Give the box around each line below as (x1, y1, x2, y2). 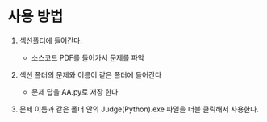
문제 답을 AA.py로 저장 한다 (31, 86, 119, 97)
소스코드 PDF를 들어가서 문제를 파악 (31, 53, 144, 62)
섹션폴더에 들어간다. (19, 36, 82, 45)
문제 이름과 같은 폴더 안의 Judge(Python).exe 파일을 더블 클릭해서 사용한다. (19, 104, 260, 114)
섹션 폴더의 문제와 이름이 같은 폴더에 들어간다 (19, 69, 162, 79)
